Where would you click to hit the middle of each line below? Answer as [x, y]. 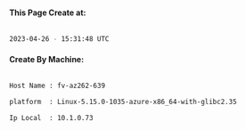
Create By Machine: [47, 59]
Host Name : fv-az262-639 [57, 86]
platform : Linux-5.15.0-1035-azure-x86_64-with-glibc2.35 [123, 102]
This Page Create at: [48, 12]
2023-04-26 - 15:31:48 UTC [59, 39]
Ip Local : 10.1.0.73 [51, 118]
